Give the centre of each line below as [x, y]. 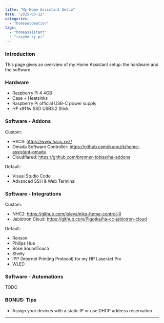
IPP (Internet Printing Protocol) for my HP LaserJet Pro [67, 259]
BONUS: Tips [21, 300]
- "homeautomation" [29, 23]
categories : [17, 19]
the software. [18, 70]
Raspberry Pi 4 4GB [32, 93]
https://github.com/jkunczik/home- [105, 147]
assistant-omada [29, 151]
